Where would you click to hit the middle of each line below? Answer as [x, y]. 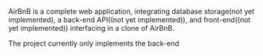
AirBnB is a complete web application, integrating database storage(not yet [131, 11]
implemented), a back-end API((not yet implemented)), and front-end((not [130, 20]
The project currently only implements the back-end [94, 43]
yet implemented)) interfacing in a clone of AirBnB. [92, 28]
